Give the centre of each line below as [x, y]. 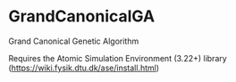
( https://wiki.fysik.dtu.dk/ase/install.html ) [84, 68]
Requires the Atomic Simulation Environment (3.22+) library [118, 58]
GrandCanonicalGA [82, 16]
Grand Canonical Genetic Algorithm [74, 41]
